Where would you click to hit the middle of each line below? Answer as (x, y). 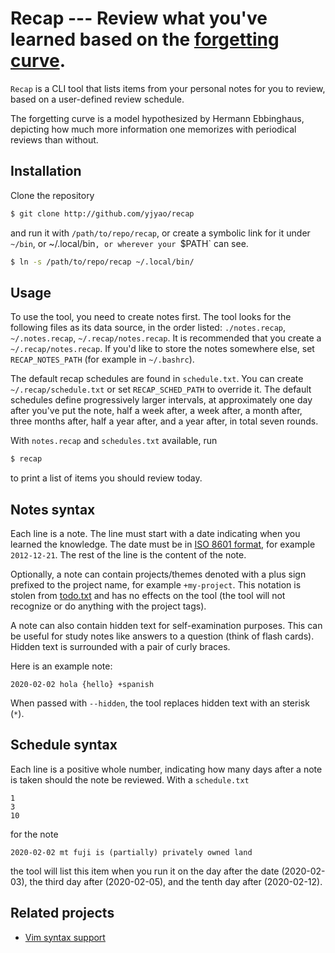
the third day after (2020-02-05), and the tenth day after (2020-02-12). (176, 881)
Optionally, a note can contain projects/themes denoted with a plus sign (158, 574)
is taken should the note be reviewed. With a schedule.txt (130, 779)
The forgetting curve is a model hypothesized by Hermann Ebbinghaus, (157, 118)
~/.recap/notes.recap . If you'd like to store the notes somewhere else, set (162, 349)
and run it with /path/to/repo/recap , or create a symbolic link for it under (160, 233)
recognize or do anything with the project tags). (108, 606)
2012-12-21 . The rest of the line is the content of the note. (128, 555)
